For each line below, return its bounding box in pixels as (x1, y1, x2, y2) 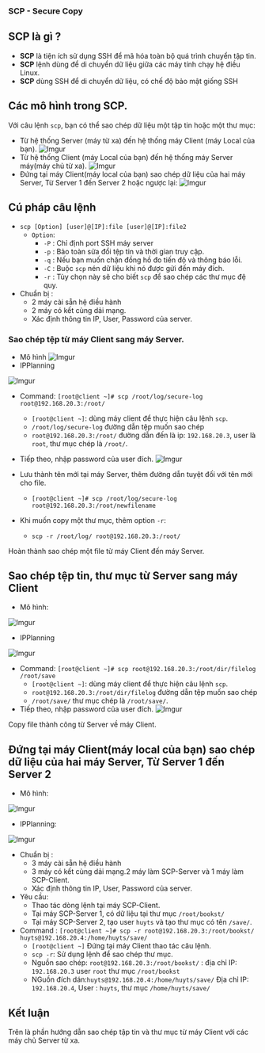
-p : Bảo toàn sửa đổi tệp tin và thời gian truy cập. (43, 247, 205, 257)
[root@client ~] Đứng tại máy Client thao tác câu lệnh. (31, 941, 212, 951)
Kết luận (8, 1006, 50, 1020)
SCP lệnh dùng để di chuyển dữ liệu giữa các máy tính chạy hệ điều (19, 59, 241, 69)
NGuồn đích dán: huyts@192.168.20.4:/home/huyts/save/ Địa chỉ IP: (31, 975, 249, 984)
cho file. (19, 478, 47, 487)
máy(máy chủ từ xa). (19, 161, 87, 170)
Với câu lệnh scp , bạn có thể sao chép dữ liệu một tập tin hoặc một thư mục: (8, 120, 256, 130)
